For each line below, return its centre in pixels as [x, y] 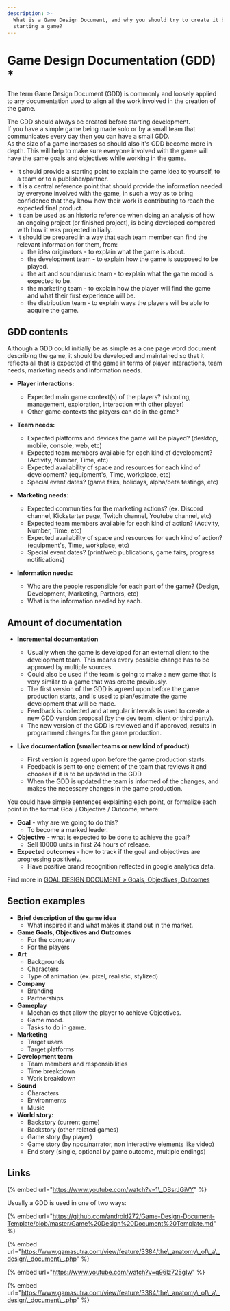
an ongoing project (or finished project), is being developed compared [116, 223]
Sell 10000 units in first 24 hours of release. [89, 844]
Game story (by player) [60, 1136]
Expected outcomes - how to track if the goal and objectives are [108, 851]
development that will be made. [72, 703]
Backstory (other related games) [73, 1129]
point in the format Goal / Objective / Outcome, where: [84, 809]
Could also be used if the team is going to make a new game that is [122, 674]
